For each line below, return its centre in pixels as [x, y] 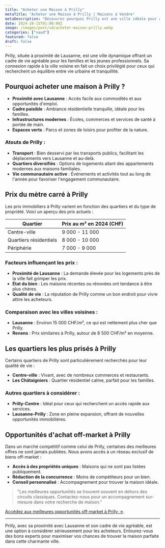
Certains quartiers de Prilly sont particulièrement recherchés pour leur [76, 361]
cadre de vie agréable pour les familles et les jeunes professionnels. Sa [77, 61]
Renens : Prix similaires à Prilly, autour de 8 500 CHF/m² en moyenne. [83, 333]
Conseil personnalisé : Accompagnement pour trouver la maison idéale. [85, 482]
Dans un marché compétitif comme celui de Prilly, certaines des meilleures [81, 446]
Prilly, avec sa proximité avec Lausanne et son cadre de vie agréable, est [79, 526]
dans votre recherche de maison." [68, 502]
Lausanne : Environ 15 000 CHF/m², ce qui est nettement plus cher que [84, 323]
